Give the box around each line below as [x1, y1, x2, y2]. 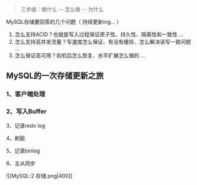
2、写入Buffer [6, 108, 47, 116]
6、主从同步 [6, 160, 35, 167]
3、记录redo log [6, 122, 46, 129]
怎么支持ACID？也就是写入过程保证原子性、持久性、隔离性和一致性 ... [14, 31, 184, 38]
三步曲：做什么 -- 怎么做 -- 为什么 [20, 6, 104, 12]
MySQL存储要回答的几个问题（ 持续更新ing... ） [6, 18, 122, 25]
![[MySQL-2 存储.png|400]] [6, 172, 73, 179]
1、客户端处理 [6, 90, 46, 98]
